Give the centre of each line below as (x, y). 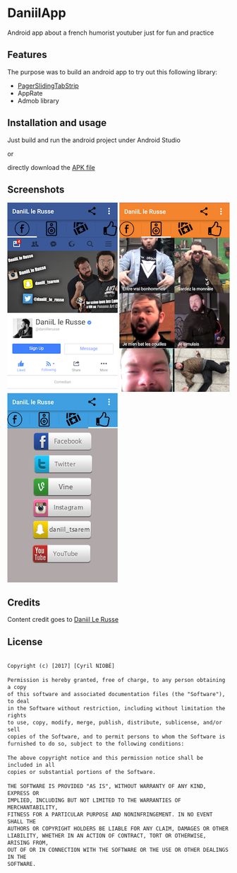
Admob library (38, 100)
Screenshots (36, 189)
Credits (24, 602)
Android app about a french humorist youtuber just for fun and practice (111, 33)
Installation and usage (57, 123)
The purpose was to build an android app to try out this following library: (112, 71)
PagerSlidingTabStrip (48, 86)
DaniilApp (37, 13)
